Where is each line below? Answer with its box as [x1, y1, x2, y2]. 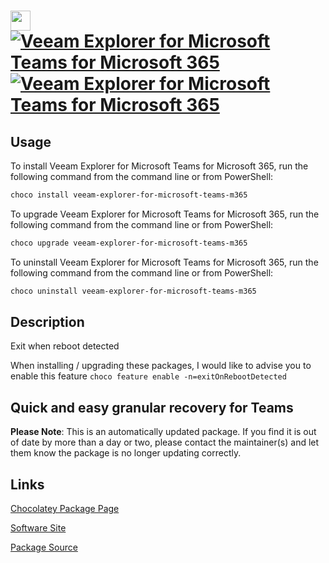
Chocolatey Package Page [10, 503, 120, 515]
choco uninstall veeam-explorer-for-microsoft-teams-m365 [10, 286, 257, 296]
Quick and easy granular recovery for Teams [10, 399, 294, 416]
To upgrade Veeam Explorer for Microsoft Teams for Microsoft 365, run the [10, 208, 320, 220]
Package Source [10, 541, 78, 554]
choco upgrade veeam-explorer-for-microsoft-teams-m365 [10, 238, 248, 248]
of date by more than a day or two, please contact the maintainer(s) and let [10, 436, 320, 449]
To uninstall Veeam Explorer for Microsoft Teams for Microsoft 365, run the [10, 256, 319, 268]
